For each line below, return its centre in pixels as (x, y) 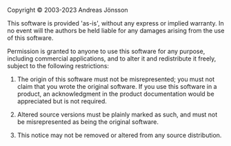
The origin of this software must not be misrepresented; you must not (116, 79)
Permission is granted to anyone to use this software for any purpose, (106, 51)
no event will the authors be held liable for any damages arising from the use (116, 31)
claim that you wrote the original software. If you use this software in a (117, 86)
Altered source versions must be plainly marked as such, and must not (117, 114)
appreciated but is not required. (62, 101)
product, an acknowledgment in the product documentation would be (116, 94)
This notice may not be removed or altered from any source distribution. (119, 135)
